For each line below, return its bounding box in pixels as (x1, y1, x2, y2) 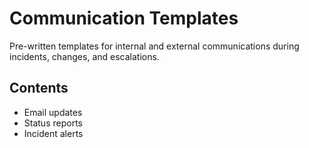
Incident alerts (23, 127, 84, 139)
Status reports (23, 117, 83, 129)
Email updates (23, 106, 83, 118)
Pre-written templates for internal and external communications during (9, 40, 300, 52)
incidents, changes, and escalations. (9, 50, 160, 62)
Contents (9, 80, 69, 97)
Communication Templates (9, 7, 239, 30)
